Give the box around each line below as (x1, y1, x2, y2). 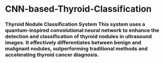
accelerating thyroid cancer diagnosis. (5, 51, 99, 58)
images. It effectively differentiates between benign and (5, 39, 141, 46)
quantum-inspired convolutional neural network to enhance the (5, 27, 160, 34)
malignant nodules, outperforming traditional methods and (5, 45, 148, 52)
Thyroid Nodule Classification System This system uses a (5, 21, 145, 28)
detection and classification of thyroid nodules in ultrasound (5, 33, 152, 40)
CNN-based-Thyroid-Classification (5, 3, 152, 15)
